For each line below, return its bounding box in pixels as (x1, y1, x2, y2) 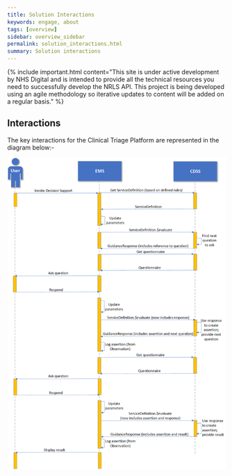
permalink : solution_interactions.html (7, 40, 123, 48)
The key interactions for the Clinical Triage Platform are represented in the (7, 136, 219, 144)
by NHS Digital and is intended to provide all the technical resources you (7, 75, 215, 83)
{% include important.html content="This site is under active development (7, 68, 219, 76)
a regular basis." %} (7, 97, 65, 106)
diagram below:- (7, 143, 54, 151)
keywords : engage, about (7, 18, 79, 26)
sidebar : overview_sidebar (7, 33, 85, 40)
